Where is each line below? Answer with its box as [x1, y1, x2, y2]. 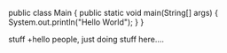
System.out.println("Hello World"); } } [8, 17, 145, 27]
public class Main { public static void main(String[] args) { [8, 8, 219, 18]
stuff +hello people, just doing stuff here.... [8, 34, 165, 44]
